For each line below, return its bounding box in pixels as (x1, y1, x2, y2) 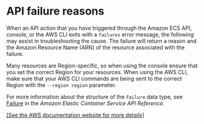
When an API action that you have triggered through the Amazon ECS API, (6, 24, 192, 32)
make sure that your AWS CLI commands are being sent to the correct (6, 75, 183, 82)
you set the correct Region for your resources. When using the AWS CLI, (6, 68, 188, 75)
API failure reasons (6, 4, 105, 18)
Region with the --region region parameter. (6, 81, 117, 89)
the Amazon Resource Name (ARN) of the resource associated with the (6, 44, 185, 51)
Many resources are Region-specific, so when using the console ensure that (6, 62, 198, 69)
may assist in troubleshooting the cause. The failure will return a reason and (6, 37, 197, 44)
